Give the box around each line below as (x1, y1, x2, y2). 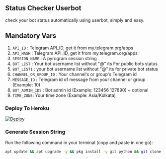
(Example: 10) (12, 81, 41, 87)
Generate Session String (5, 128, 66, 135)
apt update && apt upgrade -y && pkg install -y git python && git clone (5, 149, 162, 155)
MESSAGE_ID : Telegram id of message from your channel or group (12, 77, 146, 82)
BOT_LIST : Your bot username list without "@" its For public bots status (12, 61, 158, 67)
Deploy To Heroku (5, 104, 50, 111)
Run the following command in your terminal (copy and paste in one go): (5, 140, 153, 146)
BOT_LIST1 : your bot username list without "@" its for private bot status (12, 66, 158, 72)
